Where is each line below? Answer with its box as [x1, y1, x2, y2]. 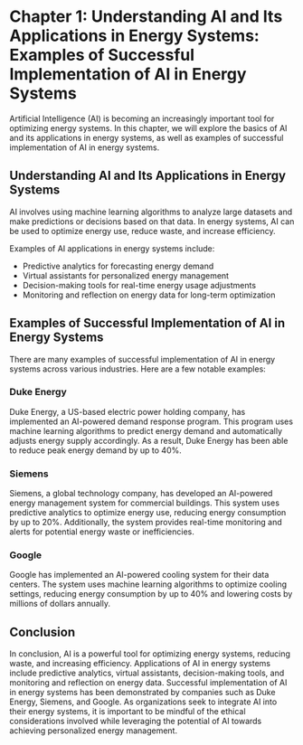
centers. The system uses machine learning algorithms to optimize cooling [9, 579, 288, 589]
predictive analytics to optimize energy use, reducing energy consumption [9, 507, 287, 518]
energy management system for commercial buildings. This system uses [9, 497, 280, 508]
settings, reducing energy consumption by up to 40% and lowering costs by [9, 589, 293, 599]
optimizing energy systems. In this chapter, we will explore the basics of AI [9, 122, 288, 133]
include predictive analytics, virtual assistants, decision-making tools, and [9, 667, 285, 679]
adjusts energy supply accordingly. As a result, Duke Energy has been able [9, 435, 289, 446]
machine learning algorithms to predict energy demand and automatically [9, 425, 283, 436]
